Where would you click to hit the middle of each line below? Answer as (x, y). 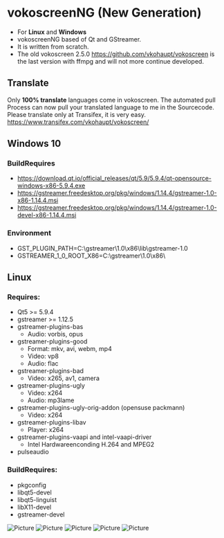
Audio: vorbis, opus (55, 334)
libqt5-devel (34, 492)
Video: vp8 (43, 356)
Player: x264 (46, 430)
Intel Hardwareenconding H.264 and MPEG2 (91, 445)
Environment (29, 233)
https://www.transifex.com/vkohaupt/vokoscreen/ (78, 122)
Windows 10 (34, 144)
